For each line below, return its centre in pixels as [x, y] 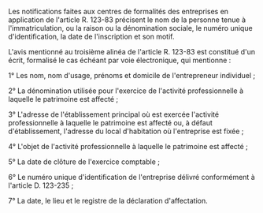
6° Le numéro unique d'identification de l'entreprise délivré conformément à [131, 177]
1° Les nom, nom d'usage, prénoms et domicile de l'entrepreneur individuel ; [132, 75]
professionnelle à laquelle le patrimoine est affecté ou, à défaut [110, 123]
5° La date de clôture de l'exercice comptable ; [84, 162]
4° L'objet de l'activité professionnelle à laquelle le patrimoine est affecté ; [128, 146]
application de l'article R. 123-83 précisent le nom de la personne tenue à [127, 20]
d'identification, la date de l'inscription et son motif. [91, 36]
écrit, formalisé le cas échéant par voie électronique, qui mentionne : [120, 60]
